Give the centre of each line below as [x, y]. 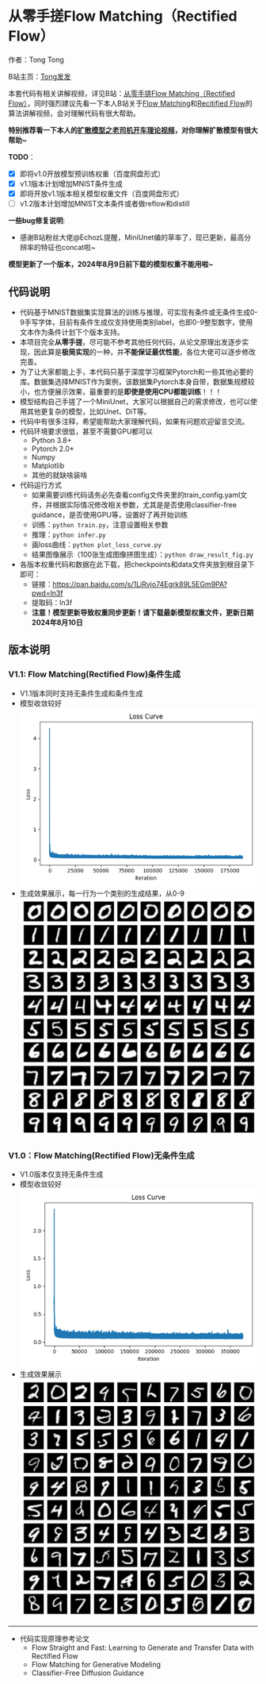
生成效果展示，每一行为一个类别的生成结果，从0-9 [102, 893]
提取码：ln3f [52, 603]
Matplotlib [48, 466]
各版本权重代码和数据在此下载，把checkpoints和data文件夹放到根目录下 [137, 564]
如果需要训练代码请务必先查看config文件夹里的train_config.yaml [136, 495]
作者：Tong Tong [36, 60]
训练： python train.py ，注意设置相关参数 [100, 524]
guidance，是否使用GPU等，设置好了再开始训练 [110, 514]
